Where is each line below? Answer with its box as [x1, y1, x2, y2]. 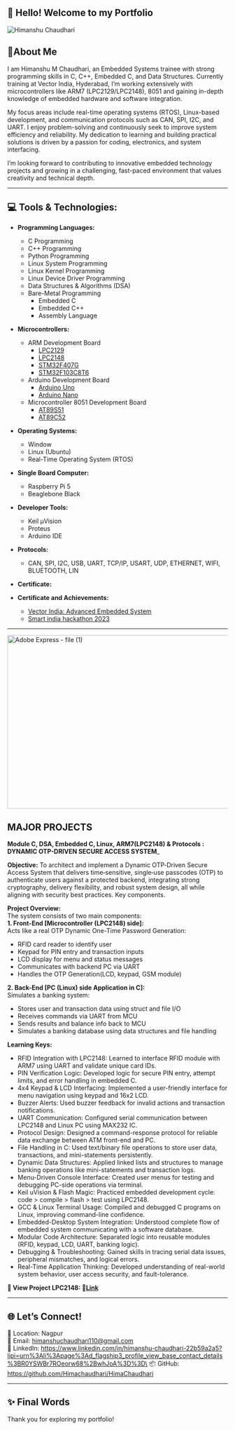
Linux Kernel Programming [27, 267, 105, 275]
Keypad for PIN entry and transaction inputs [17, 948, 145, 956]
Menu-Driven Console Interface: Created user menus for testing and [17, 1173, 215, 1182]
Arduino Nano [38, 390, 79, 400]
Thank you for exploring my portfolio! [7, 1415, 115, 1423]
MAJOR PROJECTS [7, 821, 93, 833]
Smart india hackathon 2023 [27, 615, 110, 623]
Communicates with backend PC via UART [17, 962, 141, 971]
